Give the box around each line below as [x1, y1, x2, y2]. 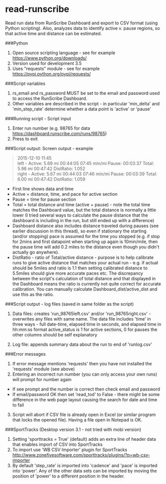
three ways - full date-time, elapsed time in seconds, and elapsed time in [12, 321, 162, 327]
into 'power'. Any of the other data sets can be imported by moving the [12, 468, 157, 474]
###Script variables [5, 81, 46, 86]
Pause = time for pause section [12, 196, 76, 202]
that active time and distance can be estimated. [5, 30, 102, 36]
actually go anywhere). [12, 249, 59, 255]
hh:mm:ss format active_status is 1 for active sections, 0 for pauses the [12, 326, 158, 332]
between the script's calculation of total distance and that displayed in [12, 275, 156, 281]
